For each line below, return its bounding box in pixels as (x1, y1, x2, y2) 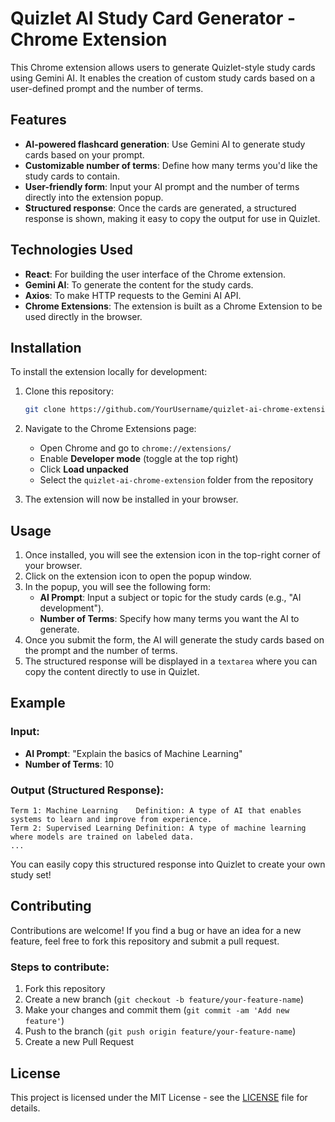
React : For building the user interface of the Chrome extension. (24, 268, 287, 280)
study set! (10, 869, 52, 881)
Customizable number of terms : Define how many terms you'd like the (24, 159, 318, 171)
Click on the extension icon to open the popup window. (24, 570, 252, 582)
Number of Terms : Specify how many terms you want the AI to (39, 613, 300, 625)
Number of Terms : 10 (24, 758, 115, 770)
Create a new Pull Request (24, 1036, 135, 1048)
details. (10, 1102, 41, 1114)
